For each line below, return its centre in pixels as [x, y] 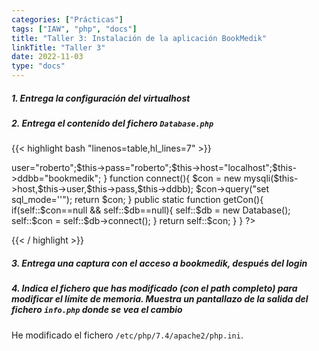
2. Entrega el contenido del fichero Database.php [112, 123]
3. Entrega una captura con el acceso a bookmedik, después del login [159, 263]
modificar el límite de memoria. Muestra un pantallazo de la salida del [160, 299]
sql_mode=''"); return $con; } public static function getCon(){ [137, 200]
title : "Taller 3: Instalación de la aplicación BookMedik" [139, 38]
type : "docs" [38, 66]
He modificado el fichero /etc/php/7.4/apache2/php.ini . [127, 335]
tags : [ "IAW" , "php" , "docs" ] [74, 29]
